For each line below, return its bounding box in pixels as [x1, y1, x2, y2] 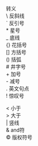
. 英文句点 [6, 85, 29, 92]
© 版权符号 [6, 134, 33, 141]
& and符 [6, 127, 25, 133]
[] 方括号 [6, 49, 27, 55]
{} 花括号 [6, 41, 27, 48]
